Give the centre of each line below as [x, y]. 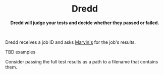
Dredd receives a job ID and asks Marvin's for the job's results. [71, 42]
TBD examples [20, 52]
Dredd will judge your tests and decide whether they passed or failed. [85, 23]
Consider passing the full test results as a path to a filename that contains [82, 61]
